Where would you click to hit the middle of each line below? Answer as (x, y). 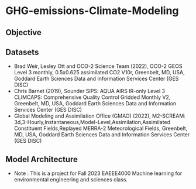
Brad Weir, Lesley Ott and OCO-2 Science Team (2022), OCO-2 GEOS (98, 66)
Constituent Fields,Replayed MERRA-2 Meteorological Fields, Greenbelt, (101, 128)
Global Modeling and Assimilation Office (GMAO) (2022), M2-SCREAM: (99, 116)
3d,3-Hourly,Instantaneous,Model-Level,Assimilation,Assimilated (92, 122)
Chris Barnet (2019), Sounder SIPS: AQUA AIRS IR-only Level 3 (89, 91)
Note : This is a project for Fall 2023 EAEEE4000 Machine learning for (98, 173)
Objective (24, 32)
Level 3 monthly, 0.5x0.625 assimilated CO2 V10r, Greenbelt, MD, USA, (99, 73)
